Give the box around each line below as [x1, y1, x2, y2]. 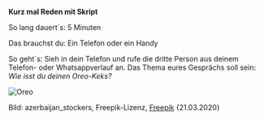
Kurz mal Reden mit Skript [8, 7, 98, 16]
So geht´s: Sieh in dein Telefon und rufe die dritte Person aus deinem [8, 54, 240, 63]
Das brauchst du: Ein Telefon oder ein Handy [8, 38, 158, 48]
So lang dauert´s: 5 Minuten [8, 23, 102, 32]
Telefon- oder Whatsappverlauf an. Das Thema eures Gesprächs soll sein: [8, 62, 257, 72]
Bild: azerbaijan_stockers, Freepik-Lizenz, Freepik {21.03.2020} [8, 103, 221, 112]
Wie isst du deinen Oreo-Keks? [8, 71, 112, 80]
